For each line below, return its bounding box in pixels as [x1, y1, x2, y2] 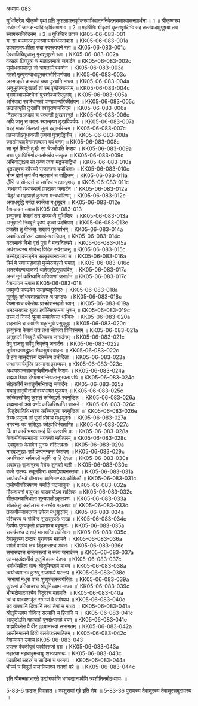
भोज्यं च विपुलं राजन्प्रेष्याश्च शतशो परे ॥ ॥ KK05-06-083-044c [6, 664, 135, 670]
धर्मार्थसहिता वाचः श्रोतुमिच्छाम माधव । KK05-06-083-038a [6, 562, 126, 569]
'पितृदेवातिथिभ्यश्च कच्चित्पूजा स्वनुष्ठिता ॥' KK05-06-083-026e [6, 407, 137, 415]
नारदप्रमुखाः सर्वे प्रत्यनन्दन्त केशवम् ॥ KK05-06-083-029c [6, 448, 125, 455]
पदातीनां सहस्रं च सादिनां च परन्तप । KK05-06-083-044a [6, 656, 126, 664]
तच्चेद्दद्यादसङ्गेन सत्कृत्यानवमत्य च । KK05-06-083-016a [6, 252, 126, 260]
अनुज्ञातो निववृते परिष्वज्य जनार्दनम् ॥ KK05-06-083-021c [6, 333, 125, 340]
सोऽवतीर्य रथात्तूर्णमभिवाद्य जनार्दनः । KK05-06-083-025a [6, 381, 124, 388]
